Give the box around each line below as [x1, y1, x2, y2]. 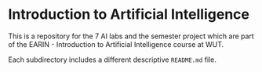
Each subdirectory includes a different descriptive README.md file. [8, 55, 217, 64]
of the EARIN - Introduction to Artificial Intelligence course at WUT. [8, 39, 224, 49]
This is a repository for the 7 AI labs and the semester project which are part [8, 31, 255, 41]
